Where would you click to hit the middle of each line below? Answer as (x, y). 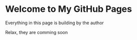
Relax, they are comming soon (36, 32)
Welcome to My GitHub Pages (68, 9)
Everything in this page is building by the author (55, 23)
